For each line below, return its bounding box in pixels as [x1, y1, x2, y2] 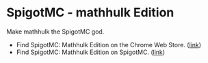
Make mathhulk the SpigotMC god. [6, 27, 105, 36]
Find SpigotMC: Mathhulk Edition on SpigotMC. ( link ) [16, 48, 166, 56]
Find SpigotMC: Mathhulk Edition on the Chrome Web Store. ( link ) [16, 40, 202, 49]
